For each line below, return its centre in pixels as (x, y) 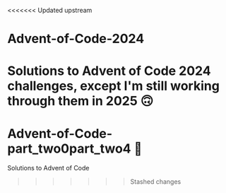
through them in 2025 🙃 (81, 101)
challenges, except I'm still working (114, 86)
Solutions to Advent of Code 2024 (109, 71)
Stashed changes (156, 182)
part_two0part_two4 (70, 148)
